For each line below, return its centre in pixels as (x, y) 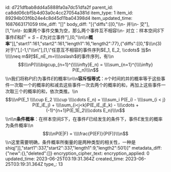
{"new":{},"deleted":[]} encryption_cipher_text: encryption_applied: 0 (77, 153)
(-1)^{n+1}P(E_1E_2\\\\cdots (74, 110)
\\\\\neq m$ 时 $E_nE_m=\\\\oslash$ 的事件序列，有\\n (60, 56)
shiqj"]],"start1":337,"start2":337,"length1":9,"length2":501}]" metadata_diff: (83, 148)
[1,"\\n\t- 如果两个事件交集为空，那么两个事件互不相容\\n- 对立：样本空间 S (83, 31)
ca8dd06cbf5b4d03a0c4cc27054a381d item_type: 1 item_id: (69, 13)
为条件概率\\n (19, 125)
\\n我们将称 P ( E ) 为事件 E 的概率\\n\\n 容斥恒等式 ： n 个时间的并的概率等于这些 (83, 78)
